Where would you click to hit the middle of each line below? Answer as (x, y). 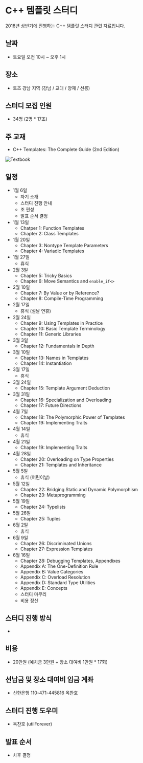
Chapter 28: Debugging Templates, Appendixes (70, 561)
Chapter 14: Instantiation (46, 363)
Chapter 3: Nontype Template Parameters (64, 245)
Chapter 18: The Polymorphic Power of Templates (73, 417)
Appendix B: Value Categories (52, 572)
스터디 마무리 (33, 594)
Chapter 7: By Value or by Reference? (60, 293)
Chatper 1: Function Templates (52, 228)
